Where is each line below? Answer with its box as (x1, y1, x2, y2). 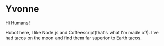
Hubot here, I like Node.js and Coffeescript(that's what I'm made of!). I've (5, 29, 159, 35)
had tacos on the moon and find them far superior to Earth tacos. (5, 35, 142, 41)
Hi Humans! (5, 20, 30, 26)
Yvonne (5, 3, 39, 15)
